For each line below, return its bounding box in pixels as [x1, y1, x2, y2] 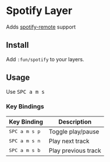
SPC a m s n [9, 138, 41, 144]
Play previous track [48, 146, 101, 154]
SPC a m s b [9, 147, 41, 154]
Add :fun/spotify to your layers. [6, 55, 84, 62]
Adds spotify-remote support [6, 23, 76, 30]
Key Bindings [6, 103, 45, 111]
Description [58, 118, 92, 126]
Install [6, 40, 29, 50]
